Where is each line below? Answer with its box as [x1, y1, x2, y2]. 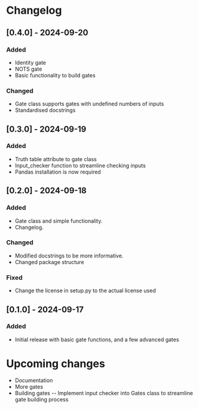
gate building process [14, 396, 69, 403]
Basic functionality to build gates [14, 71, 96, 78]
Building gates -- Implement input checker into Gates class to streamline [14, 389, 193, 396]
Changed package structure [14, 258, 85, 265]
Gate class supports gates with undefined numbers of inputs [14, 100, 164, 108]
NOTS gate [14, 65, 42, 72]
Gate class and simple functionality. [14, 217, 103, 225]
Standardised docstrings [14, 107, 76, 114]
